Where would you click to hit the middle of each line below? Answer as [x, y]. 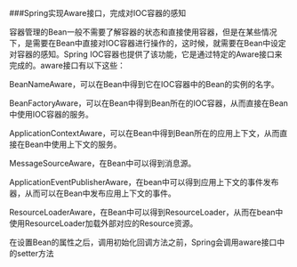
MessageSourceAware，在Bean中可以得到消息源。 [103, 163]
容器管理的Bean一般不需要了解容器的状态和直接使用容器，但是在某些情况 [143, 32]
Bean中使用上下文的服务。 [73, 144]
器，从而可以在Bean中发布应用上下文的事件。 [92, 193]
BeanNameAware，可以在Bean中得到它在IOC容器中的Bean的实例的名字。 [144, 84]
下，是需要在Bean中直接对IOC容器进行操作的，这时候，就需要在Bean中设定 [148, 43]
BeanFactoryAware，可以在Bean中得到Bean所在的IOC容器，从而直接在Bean [149, 103]
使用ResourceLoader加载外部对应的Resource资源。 [104, 223]
